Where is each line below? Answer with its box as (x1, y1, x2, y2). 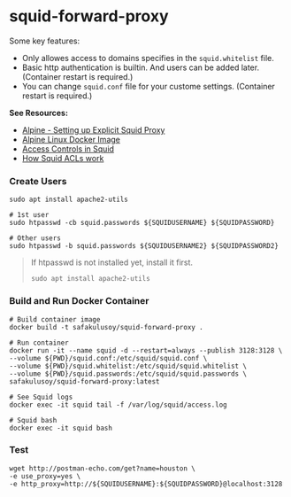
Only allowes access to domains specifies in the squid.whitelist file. (21, 52, 274, 63)
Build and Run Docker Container (9, 295, 149, 307)
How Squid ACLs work (21, 152, 104, 163)
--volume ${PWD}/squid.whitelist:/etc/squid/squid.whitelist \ (9, 361, 248, 370)
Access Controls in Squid (21, 144, 115, 154)
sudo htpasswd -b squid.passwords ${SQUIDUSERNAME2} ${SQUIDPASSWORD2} (9, 242, 279, 251)
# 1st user (9, 211, 50, 220)
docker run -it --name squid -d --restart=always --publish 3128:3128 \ (9, 346, 283, 355)
